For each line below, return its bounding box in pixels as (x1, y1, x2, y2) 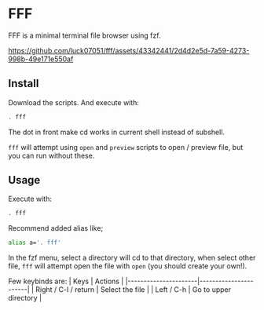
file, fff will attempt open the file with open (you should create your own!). (8, 261, 247, 271)
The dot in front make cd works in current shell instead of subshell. (8, 127, 225, 137)
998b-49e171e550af (8, 54, 74, 64)
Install (8, 77, 39, 90)
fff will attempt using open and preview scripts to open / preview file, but (8, 142, 244, 151)
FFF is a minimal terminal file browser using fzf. (8, 31, 161, 40)
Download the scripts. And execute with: (8, 97, 140, 107)
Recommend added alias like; (8, 224, 104, 233)
